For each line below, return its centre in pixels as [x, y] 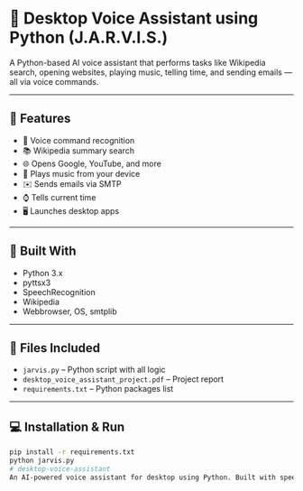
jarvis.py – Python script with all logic [94, 370]
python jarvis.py [42, 461]
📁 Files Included [55, 348]
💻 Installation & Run [67, 426]
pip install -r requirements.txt [72, 452]
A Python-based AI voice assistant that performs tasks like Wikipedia [138, 62]
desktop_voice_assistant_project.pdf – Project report [123, 379]
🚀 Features [40, 119]
